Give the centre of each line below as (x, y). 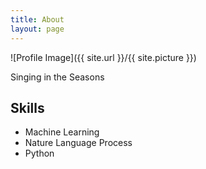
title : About (37, 19)
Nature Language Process (78, 143)
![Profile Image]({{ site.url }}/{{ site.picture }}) (103, 57)
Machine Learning (62, 132)
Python (39, 153)
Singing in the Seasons (57, 77)
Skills (27, 107)
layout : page (37, 29)
